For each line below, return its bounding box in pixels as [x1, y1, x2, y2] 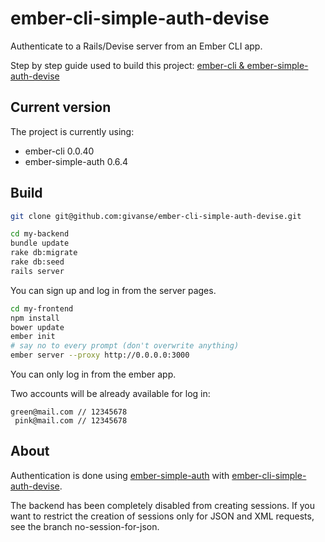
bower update [10, 322, 65, 332]
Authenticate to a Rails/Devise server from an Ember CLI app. [10, 40, 263, 52]
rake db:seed [10, 257, 65, 267]
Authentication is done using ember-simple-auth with [10, 469, 230, 481]
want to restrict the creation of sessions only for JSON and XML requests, [10, 510, 315, 522]
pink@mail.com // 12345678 [14, 416, 128, 426]
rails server [10, 266, 65, 276]
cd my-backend [10, 229, 70, 239]
